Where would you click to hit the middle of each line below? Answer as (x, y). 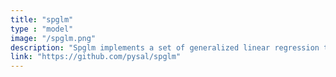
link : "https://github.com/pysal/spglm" (96, 57)
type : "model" (42, 29)
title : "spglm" (42, 19)
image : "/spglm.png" (53, 38)
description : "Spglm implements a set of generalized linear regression (165, 47)
